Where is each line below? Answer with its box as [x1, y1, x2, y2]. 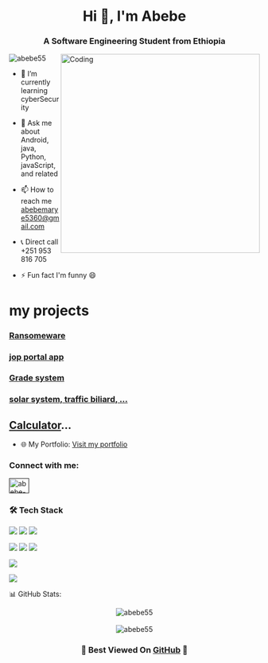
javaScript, [20, 161, 56, 170]
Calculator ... [9, 418, 72, 432]
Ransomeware [9, 330, 66, 341]
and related [20, 169, 59, 178]
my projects [9, 302, 90, 319]
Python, [20, 152, 47, 162]
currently [20, 77, 51, 87]
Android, [20, 135, 49, 145]
